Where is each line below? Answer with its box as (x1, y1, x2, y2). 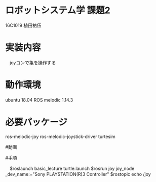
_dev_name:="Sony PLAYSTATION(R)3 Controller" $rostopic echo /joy (5, 171, 151, 177)
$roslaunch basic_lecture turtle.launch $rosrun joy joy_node (9, 165, 135, 171)
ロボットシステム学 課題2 (5, 5, 110, 16)
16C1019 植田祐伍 (5, 22, 42, 28)
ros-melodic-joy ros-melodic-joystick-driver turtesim (5, 133, 115, 140)
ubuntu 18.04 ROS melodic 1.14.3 (5, 97, 73, 103)
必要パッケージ (5, 117, 67, 128)
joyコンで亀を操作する (9, 59, 56, 66)
